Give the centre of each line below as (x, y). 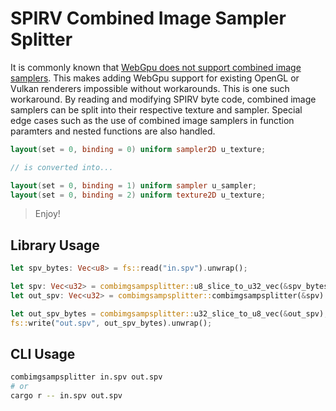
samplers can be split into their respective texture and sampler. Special (156, 109)
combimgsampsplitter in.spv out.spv (86, 377)
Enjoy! (47, 214)
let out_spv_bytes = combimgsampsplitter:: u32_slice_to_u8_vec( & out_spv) (167, 313)
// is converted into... (62, 167)
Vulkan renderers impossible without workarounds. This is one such (150, 88)
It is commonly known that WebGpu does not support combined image (156, 67)
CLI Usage (43, 354)
